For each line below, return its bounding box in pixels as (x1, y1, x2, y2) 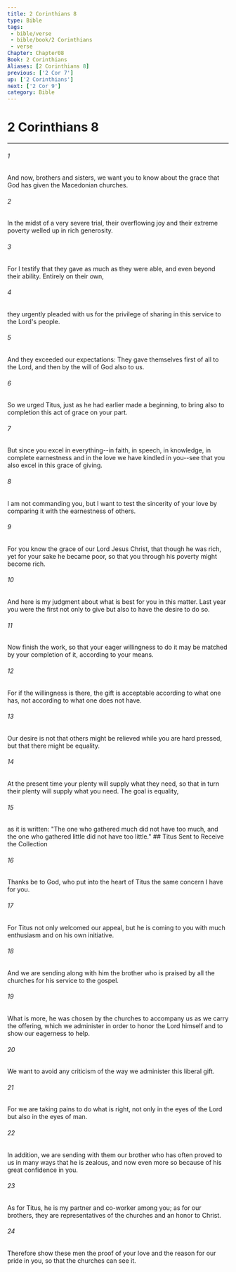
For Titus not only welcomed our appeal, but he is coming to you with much (7, 923, 226, 932)
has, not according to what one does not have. (7, 696, 142, 705)
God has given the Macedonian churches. (7, 181, 129, 190)
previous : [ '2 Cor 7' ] (7, 69, 74, 76)
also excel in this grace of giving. (7, 461, 103, 469)
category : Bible (7, 89, 55, 96)
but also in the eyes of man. (7, 1113, 88, 1121)
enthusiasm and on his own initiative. (7, 931, 114, 939)
